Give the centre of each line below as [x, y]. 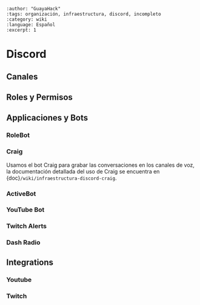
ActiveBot [21, 194]
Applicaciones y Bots [47, 118]
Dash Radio [23, 242]
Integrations [30, 262]
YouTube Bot [25, 210]
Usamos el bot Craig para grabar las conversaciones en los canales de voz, [101, 165]
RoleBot [18, 135]
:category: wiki [27, 19]
